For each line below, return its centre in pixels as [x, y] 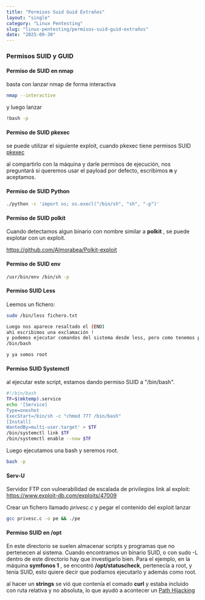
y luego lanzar [24, 107]
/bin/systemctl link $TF [38, 433]
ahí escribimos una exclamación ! [50, 332]
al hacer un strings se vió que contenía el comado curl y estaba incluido [98, 584]
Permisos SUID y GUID [40, 56]
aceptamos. [21, 177]
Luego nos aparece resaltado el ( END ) [56, 327]
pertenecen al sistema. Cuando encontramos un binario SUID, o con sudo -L [102, 553]
